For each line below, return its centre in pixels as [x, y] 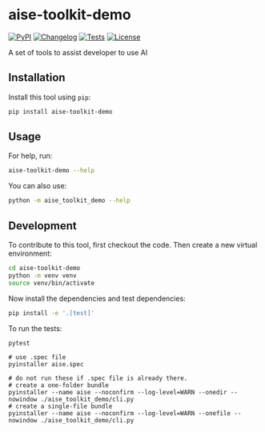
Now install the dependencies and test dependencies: [97, 298]
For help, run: [30, 156]
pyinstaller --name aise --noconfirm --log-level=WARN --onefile [119, 414]
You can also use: [38, 186]
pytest [19, 343]
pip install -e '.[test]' [51, 313]
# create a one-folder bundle [59, 386]
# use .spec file [37, 357]
